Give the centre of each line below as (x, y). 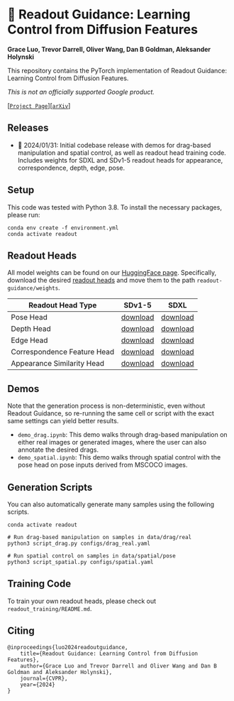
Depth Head (31, 329)
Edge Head (29, 340)
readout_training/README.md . (50, 608)
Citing (21, 631)
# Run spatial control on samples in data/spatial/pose (91, 556)
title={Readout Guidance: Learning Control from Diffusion (109, 653)
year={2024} (38, 685)
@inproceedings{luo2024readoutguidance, (68, 647)
